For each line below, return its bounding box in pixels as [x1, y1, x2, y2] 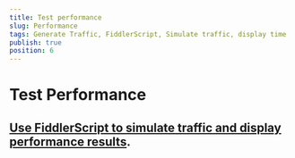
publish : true [9, 37, 63, 47]
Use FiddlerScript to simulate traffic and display [9, 120, 282, 135]
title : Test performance [9, 12, 102, 22]
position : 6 [9, 46, 54, 55]
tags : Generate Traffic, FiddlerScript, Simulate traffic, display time [9, 29, 287, 38]
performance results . [9, 134, 132, 149]
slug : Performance [9, 21, 78, 30]
